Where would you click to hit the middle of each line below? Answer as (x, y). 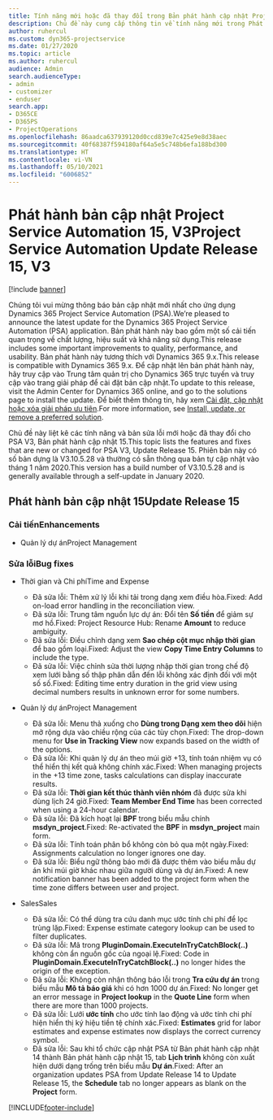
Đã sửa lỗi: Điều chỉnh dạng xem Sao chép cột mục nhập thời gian (144, 640)
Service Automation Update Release (133, 250)
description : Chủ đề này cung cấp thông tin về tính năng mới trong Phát (136, 24)
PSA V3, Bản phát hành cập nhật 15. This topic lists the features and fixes (130, 441)
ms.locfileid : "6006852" (50, 175)
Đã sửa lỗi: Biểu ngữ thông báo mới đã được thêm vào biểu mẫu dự (144, 862)
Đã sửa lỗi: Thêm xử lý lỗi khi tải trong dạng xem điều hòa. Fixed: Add (147, 597)
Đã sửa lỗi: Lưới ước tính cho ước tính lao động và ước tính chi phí (142, 1014)
